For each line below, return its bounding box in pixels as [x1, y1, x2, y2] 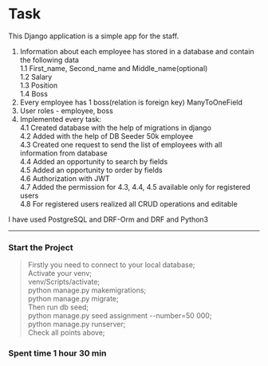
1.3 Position [19, 81, 58, 90]
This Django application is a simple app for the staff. [8, 31, 179, 41]
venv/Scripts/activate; [27, 277, 100, 287]
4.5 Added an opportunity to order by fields [19, 165, 163, 175]
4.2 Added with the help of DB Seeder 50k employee [19, 131, 194, 140]
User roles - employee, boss [19, 105, 113, 116]
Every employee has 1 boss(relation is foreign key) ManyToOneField [19, 97, 243, 107]
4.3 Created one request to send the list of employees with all [19, 140, 223, 149]
